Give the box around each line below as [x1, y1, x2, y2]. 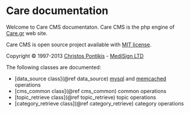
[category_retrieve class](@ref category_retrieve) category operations [14, 100, 184, 107]
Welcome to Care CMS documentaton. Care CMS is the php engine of [6, 23, 175, 30]
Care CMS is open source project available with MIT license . [6, 41, 152, 48]
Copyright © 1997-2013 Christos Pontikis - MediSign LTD [6, 52, 144, 59]
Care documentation [6, 4, 108, 18]
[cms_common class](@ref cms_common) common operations [14, 87, 167, 94]
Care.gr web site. [6, 29, 48, 36]
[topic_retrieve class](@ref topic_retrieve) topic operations [14, 94, 157, 101]
